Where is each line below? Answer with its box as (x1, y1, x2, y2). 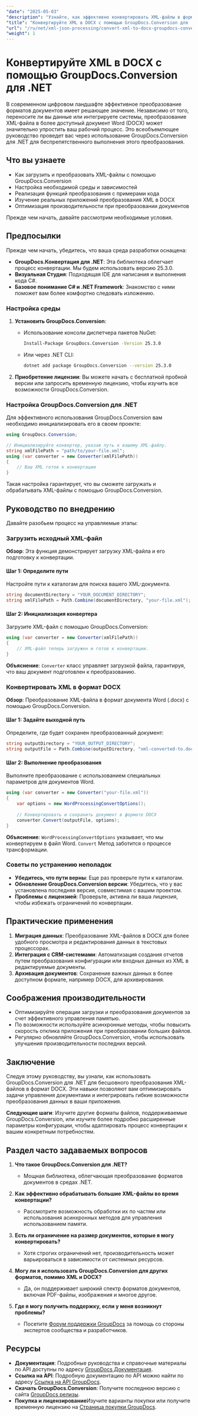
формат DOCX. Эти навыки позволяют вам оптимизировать (30, 1085, 181, 1092)
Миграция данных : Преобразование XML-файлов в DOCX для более (14, 932, 189, 939)
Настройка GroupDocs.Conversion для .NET (6, 400, 138, 409)
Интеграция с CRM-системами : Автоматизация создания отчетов (14, 951, 184, 958)
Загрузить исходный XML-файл (6, 534, 103, 542)
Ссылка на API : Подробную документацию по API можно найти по (14, 1372, 184, 1379)
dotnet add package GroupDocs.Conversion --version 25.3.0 (23, 363, 172, 368)
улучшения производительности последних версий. (14, 1040, 147, 1047)
